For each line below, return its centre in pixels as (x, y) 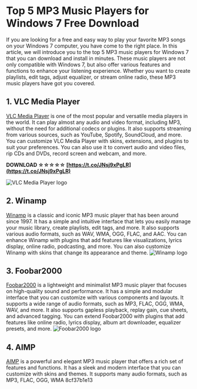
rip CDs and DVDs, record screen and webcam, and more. (76, 153)
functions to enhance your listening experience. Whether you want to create (98, 71)
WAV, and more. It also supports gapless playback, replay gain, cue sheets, (97, 310)
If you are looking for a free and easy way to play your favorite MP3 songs (96, 39)
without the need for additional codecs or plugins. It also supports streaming (99, 128)
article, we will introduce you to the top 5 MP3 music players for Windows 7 (98, 52)
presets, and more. (29, 329)
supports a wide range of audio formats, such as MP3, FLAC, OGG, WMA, (95, 304)
